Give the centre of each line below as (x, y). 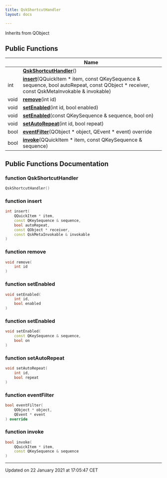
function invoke (24, 432)
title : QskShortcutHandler (33, 10)
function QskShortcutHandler (42, 178)
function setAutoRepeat (35, 358)
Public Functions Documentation (57, 164)
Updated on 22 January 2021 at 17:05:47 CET (52, 470)
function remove (26, 252)
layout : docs (19, 14)
